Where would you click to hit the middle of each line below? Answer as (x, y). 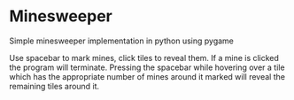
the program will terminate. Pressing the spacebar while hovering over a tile (147, 67)
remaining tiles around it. (54, 86)
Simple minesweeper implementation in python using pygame (122, 41)
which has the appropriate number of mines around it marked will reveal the (147, 76)
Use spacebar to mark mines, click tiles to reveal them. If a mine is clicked (144, 58)
